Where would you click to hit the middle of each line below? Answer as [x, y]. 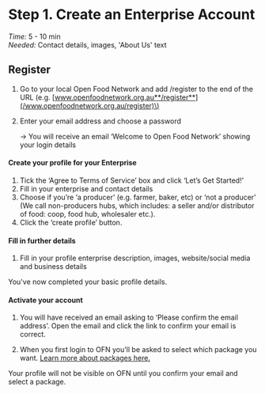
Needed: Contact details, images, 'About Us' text [88, 44]
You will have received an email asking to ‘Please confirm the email [129, 317]
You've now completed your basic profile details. [88, 282]
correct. [32, 335]
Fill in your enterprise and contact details [86, 188]
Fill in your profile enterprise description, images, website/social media [135, 258]
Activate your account [45, 300]
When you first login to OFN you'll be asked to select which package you [138, 350]
